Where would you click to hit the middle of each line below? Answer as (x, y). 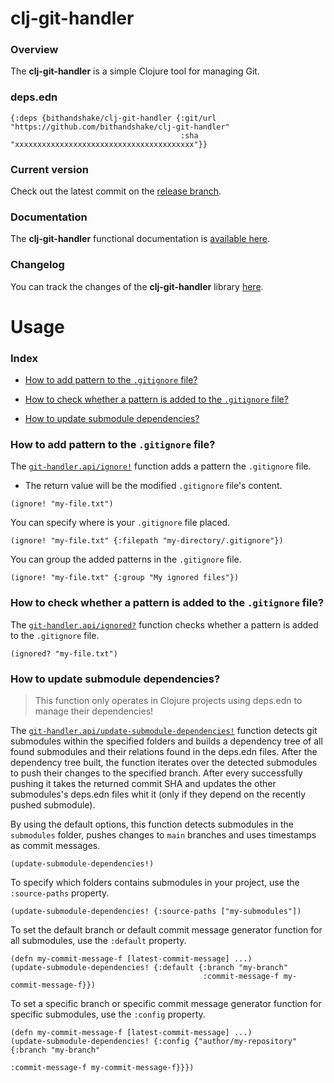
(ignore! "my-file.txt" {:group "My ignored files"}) (125, 578)
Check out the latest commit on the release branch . (116, 191)
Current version (49, 169)
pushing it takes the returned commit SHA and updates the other (143, 784)
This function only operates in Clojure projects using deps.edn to (168, 701)
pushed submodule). (53, 805)
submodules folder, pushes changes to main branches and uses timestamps (163, 835)
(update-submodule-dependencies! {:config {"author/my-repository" (154, 1042)
